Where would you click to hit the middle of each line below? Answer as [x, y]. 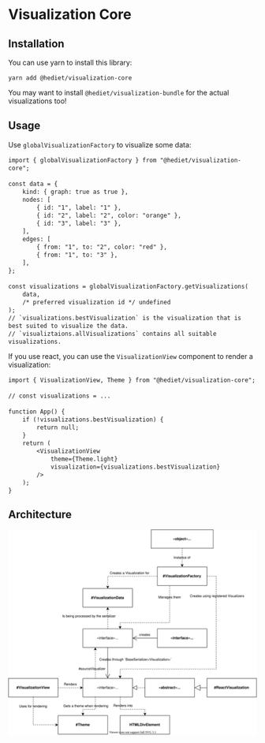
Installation [36, 44]
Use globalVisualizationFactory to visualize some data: [100, 144]
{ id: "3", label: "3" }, [79, 223]
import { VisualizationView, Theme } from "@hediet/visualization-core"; [132, 380]
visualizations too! [37, 101]
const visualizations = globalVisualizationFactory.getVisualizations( [128, 286]
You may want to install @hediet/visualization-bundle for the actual [119, 93]
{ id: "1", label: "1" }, [79, 207]
